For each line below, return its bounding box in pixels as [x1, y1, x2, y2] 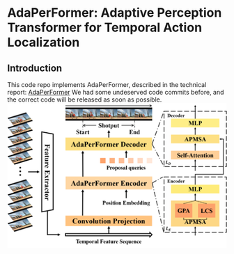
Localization [7, 35, 80, 50]
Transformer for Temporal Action [7, 19, 203, 35]
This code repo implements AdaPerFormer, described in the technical [7, 81, 207, 88]
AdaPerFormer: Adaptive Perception [7, 5, 222, 21]
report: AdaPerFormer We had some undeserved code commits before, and [7, 88, 224, 96]
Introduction [7, 62, 63, 74]
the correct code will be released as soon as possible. [7, 95, 162, 104]
